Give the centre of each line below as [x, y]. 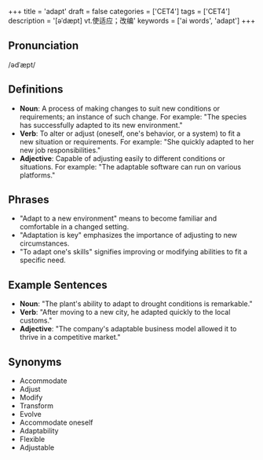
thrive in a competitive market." [70, 338]
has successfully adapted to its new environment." [101, 125]
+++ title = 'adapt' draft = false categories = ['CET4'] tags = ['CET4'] [119, 11]
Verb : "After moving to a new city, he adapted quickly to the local [125, 312]
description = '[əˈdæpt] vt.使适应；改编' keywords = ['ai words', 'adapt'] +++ [132, 20]
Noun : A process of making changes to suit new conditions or [120, 108]
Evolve [30, 414]
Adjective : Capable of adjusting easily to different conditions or [122, 158]
